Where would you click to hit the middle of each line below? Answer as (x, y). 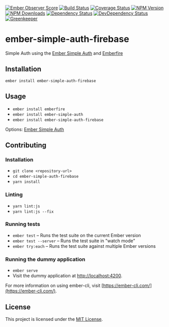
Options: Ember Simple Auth (35, 129)
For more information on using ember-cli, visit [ (54, 286)
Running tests (23, 224)
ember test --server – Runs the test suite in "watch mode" (74, 241)
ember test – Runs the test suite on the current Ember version (77, 235)
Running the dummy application (45, 259)
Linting (14, 194)
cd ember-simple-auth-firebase (46, 177)
